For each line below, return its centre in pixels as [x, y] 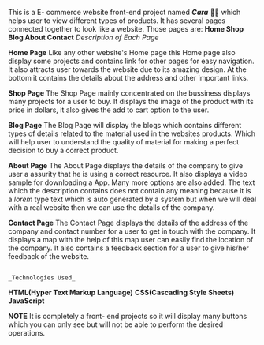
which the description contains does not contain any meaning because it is [130, 191]
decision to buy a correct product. [63, 150]
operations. [27, 333]
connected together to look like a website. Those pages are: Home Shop [126, 29]
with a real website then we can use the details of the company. [112, 208]
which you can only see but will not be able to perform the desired [116, 324]
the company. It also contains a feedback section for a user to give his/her [129, 248]
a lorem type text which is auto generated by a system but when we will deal [132, 199]
